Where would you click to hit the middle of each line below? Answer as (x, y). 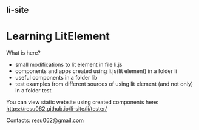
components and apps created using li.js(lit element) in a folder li (96, 71)
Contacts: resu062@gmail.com (45, 120)
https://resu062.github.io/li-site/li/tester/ (57, 109)
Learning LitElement (58, 36)
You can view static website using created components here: (83, 102)
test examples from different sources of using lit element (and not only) (104, 84)
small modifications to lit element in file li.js (69, 65)
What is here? (23, 53)
